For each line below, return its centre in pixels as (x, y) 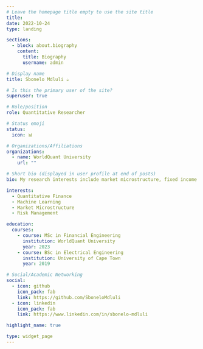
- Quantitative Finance (42, 196)
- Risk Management (35, 213)
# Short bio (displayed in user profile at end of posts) (81, 174)
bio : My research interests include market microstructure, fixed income (102, 180)
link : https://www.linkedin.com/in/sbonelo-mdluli (83, 314)
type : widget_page (29, 337)
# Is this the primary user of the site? (60, 90)
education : (20, 224)
